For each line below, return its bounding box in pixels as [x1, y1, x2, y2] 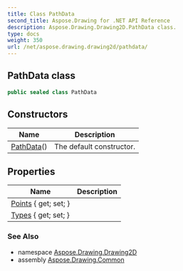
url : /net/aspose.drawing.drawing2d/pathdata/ [7, 43, 148, 51]
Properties [7, 165, 56, 178]
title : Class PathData [7, 10, 75, 18]
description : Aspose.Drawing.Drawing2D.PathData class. [7, 23, 177, 31]
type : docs [7, 30, 40, 38]
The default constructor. [54, 142, 136, 152]
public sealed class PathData [7, 88, 98, 96]
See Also [7, 232, 39, 242]
